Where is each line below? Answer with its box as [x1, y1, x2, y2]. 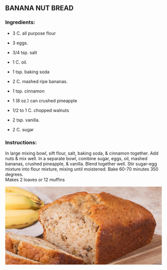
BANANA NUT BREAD [5, 4, 74, 12]
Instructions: [5, 139, 37, 146]
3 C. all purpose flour [12, 30, 56, 36]
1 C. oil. [12, 59, 27, 65]
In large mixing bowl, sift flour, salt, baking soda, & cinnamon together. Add [5, 150, 159, 156]
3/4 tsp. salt [12, 49, 37, 55]
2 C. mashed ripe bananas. [12, 78, 68, 84]
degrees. [5, 171, 24, 177]
